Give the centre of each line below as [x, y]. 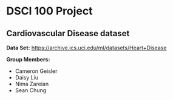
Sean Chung [31, 90]
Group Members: [28, 59]
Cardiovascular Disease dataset [68, 33]
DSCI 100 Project [49, 11]
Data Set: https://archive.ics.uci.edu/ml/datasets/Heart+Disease [86, 48]
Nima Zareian [32, 84]
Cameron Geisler [36, 71]
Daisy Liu [26, 77]
